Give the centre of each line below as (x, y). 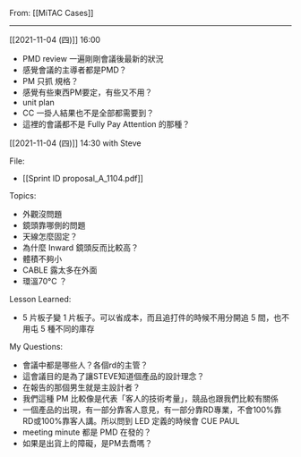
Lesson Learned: (40, 299)
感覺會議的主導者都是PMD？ (74, 70)
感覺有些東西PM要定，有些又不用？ (87, 92)
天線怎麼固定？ (50, 237)
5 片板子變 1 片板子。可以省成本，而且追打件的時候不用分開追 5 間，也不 (155, 317)
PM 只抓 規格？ (50, 81)
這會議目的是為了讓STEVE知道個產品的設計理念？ (113, 376)
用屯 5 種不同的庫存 (58, 329)
